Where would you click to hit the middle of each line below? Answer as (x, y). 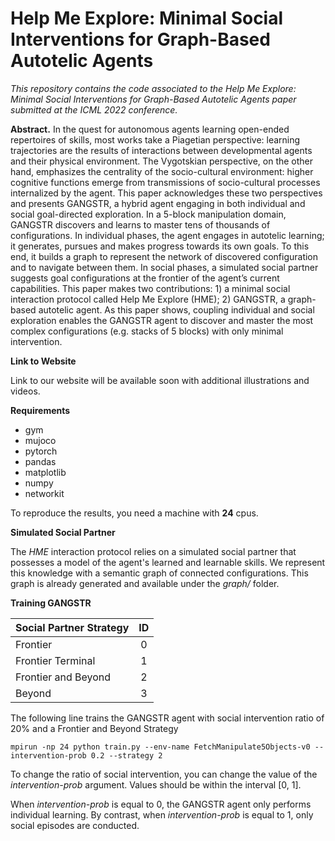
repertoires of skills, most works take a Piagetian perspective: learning (155, 139)
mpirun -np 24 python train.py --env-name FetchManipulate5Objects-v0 (160, 747)
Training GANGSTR (51, 603)
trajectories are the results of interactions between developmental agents (161, 150)
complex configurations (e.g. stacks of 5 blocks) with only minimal (147, 331)
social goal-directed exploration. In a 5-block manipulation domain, (148, 214)
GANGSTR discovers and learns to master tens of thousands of (140, 224)
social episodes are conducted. (75, 825)
